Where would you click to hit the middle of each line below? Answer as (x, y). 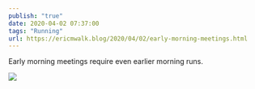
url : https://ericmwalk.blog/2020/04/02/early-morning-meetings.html (128, 38)
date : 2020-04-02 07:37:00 (54, 23)
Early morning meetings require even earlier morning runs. (106, 61)
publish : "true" (36, 16)
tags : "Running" (36, 31)
